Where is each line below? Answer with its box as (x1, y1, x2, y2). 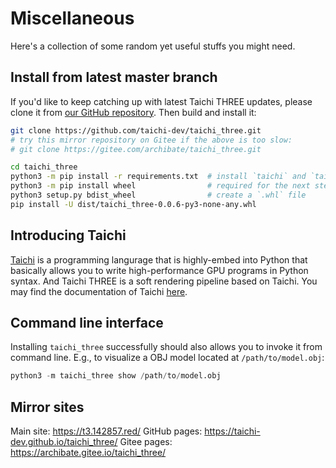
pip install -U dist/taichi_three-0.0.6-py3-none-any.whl (10, 199, 257, 209)
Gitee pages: (119, 436, 173, 448)
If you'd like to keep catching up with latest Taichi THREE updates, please (10, 95, 313, 107)
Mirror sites (10, 398, 85, 416)
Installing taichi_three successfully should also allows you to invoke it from (10, 341, 323, 353)
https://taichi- (204, 425, 261, 437)
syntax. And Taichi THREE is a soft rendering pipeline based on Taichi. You (10, 275, 318, 287)
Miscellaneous (10, 7, 135, 30)
